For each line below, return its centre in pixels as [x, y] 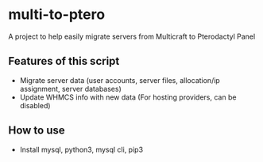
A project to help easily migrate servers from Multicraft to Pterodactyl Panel [132, 36]
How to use [37, 131]
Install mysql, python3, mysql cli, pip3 [81, 149]
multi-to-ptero [57, 15]
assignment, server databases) [70, 89]
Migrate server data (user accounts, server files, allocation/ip [120, 80]
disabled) [35, 105]
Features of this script [64, 61]
